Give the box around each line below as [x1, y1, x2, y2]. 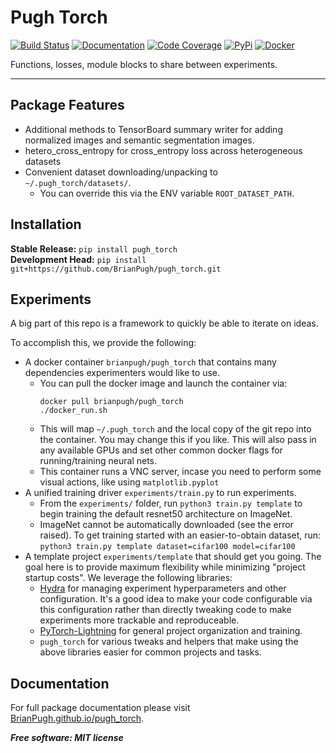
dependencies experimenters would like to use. [24, 367, 221, 379]
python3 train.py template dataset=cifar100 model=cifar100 [39, 542, 296, 552]
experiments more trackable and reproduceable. [39, 614, 240, 626]
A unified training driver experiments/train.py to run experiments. [24, 487, 297, 499]
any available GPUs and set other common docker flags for [39, 444, 283, 456]
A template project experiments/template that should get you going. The [24, 551, 322, 563]
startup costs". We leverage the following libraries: [24, 572, 233, 584]
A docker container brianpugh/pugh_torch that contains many [24, 356, 277, 368]
